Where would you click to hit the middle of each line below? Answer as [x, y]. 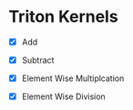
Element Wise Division [63, 96]
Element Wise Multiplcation [73, 78]
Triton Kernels [64, 17]
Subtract [38, 60]
